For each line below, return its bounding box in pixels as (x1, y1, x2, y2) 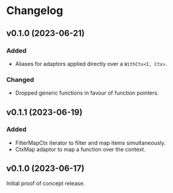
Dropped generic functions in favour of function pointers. (15, 89, 160, 96)
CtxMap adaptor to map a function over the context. (15, 145, 146, 153)
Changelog (6, 4, 63, 18)
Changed (6, 75, 35, 84)
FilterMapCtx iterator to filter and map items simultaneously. (15, 139, 166, 147)
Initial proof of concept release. (6, 180, 85, 187)
